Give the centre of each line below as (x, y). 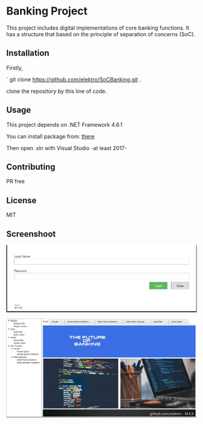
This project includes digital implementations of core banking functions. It (98, 28)
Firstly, (14, 68)
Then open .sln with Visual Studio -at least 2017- (67, 148)
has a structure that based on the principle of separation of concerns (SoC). (101, 34)
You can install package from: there (50, 136)
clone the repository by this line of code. (56, 91)
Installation (28, 53)
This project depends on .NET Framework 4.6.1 (64, 124)
